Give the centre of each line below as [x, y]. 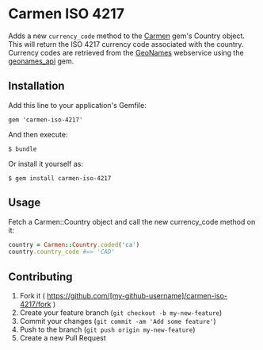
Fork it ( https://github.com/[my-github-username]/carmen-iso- [124, 296]
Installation [36, 86]
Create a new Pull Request [63, 338]
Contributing [40, 277]
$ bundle [23, 149]
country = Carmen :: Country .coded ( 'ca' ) [74, 244]
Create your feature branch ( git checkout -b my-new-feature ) [121, 313]
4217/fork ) [38, 304]
